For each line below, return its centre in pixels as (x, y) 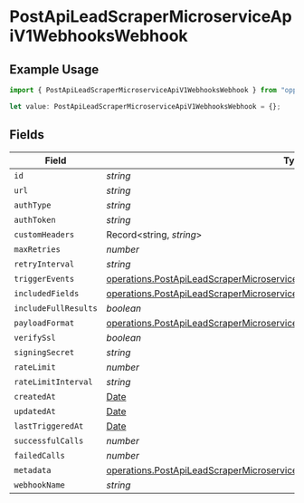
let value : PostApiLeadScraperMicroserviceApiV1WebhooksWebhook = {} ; (145, 106)
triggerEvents (44, 279)
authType (33, 205)
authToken (35, 220)
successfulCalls (49, 440)
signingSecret (44, 352)
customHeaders (44, 234)
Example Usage (54, 69)
